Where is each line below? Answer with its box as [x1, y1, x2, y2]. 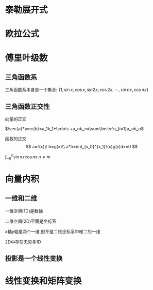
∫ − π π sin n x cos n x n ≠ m [5, 153, 51, 161]
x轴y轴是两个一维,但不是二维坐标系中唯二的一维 [5, 229, 101, 234]
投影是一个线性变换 [5, 255, 63, 263]
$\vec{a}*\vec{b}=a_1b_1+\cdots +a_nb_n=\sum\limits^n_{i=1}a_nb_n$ [5, 126, 144, 132]
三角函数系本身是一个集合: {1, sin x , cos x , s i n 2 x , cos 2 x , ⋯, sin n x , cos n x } [5, 87, 149, 92]
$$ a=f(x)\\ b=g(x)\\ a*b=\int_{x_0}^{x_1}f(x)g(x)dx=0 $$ [25, 144, 138, 150]
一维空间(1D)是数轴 [5, 208, 43, 214]
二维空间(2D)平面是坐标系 [5, 218, 57, 224]
